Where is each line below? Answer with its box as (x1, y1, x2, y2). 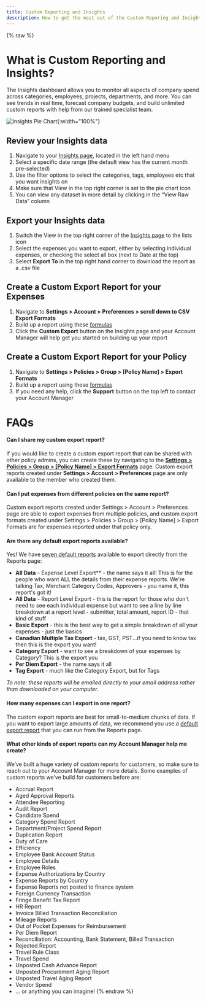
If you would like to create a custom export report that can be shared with (6, 450, 192, 457)
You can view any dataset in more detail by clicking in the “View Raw (15, 191, 189, 198)
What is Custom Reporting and (6, 53, 166, 67)
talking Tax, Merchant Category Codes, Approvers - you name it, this (15, 582, 189, 590)
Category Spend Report (15, 817, 75, 825)
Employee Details (15, 857, 59, 864)
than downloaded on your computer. (6, 686, 99, 693)
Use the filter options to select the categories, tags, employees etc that (15, 171, 195, 179)
